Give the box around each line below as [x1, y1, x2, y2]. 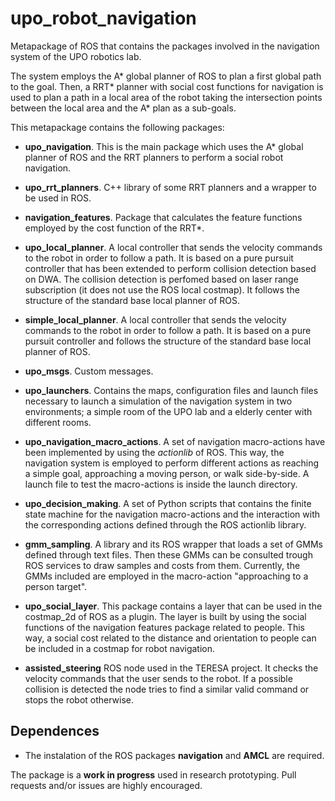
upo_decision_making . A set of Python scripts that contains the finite [24, 497, 312, 509]
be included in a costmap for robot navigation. [24, 642, 216, 654]
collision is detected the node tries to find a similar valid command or [24, 683, 310, 695]
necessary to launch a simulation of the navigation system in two [24, 395, 293, 407]
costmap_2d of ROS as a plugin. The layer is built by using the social [24, 610, 307, 622]
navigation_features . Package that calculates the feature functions [24, 211, 303, 223]
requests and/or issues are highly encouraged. [10, 779, 203, 791]
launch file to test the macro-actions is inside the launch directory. [24, 478, 298, 490]
